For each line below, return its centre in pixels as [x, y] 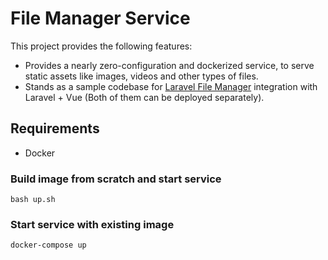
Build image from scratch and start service [116, 179]
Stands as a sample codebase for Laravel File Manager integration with [171, 86]
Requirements [55, 128]
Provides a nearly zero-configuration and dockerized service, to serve [169, 65]
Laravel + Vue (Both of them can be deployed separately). [144, 97]
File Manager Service [100, 18]
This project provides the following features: [101, 46]
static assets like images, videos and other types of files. [141, 76]
